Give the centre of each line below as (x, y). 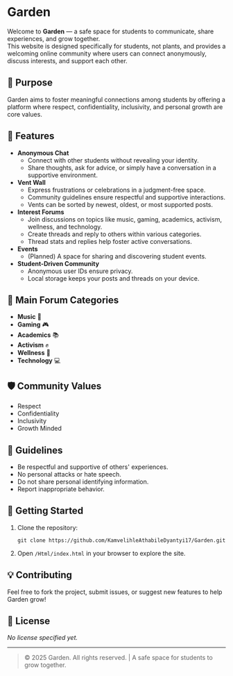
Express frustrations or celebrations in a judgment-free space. (116, 190)
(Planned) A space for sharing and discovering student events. (117, 256)
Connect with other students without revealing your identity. (113, 160)
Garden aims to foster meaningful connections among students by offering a (116, 99)
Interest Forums (41, 212)
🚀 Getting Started (45, 511)
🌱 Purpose (30, 83)
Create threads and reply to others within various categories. (114, 234)
